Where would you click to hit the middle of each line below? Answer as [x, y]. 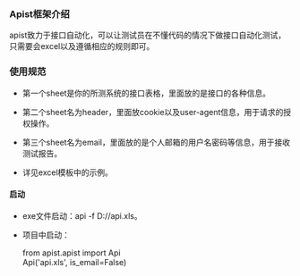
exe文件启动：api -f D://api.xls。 [82, 215]
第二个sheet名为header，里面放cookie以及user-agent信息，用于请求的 [153, 112]
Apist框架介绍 [39, 13]
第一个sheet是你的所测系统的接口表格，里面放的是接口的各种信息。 [146, 93]
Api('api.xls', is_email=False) [74, 262]
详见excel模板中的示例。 [68, 172]
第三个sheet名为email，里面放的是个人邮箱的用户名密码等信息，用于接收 [156, 142]
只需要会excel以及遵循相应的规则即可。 [82, 46]
